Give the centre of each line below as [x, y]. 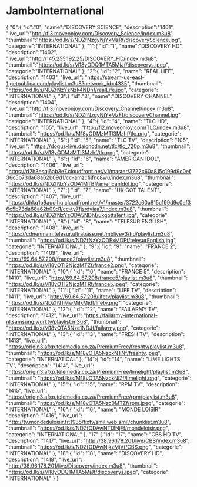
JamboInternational [55, 11]
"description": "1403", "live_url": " [47, 77]
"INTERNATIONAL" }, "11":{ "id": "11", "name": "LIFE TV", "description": [91, 290]
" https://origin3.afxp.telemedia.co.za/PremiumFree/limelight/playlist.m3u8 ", [98, 371]
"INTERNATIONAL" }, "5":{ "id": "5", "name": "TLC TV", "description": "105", [98, 140]
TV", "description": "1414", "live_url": [50, 365]
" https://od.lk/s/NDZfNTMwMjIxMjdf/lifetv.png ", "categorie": [79, 302]
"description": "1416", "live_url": [44, 415]
